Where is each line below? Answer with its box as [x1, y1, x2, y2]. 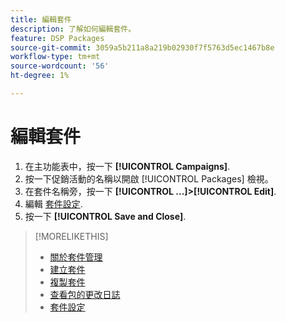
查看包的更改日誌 [49, 288, 121, 300]
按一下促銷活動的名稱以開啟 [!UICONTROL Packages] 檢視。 [24, 172, 274, 185]
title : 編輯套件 [10, 14, 72, 25]
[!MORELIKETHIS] [34, 230, 109, 242]
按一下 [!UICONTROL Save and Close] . [24, 210, 187, 222]
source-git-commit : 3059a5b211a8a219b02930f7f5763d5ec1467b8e [10, 42, 275, 53]
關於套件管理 [49, 251, 103, 263]
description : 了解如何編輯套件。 [10, 24, 137, 34]
